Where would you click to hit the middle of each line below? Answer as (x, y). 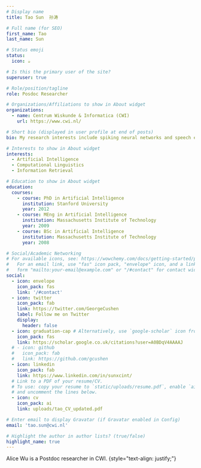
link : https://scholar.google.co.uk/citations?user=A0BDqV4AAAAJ (100, 342)
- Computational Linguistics (48, 165)
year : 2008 (36, 243)
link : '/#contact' (40, 292)
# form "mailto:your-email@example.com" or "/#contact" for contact (96, 270)
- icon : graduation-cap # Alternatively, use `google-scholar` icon (99, 331)
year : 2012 (36, 209)
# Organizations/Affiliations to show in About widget (76, 105)
